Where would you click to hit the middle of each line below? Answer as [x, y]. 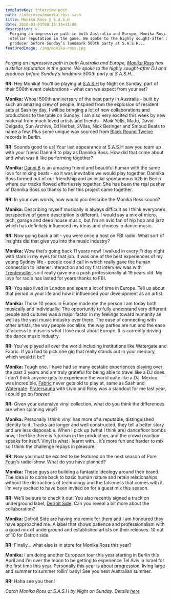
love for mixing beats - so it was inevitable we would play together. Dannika [85, 173]
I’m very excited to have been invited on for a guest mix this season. [77, 488]
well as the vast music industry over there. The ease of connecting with [81, 319]
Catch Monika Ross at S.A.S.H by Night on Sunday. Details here [72, 591]
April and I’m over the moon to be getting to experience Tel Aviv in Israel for [85, 560]
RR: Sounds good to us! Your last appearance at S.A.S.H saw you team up [83, 147]
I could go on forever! [28, 394]
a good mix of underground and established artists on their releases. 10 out [84, 529]
